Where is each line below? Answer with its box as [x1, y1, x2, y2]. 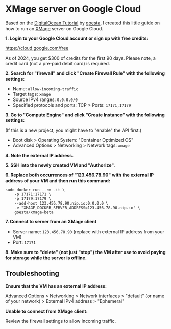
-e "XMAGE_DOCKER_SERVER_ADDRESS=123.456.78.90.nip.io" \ [14, 205, 140, 210]
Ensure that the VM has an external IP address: [5, 283, 107, 289]
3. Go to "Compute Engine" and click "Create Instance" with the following [5, 112, 165, 118]
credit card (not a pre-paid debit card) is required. [5, 60, 110, 66]
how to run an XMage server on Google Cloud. [5, 25, 103, 31]
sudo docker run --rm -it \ [5, 187, 65, 192]
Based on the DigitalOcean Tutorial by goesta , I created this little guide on [5, 20, 160, 26]
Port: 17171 [12, 239, 36, 245]
